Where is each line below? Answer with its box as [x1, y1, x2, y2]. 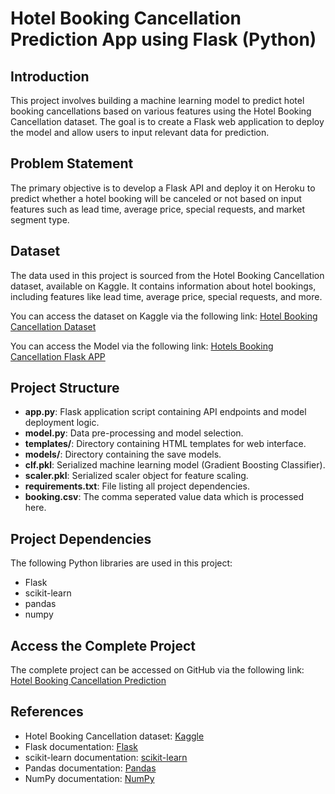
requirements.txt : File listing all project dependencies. [24, 480, 250, 492]
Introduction [10, 68, 90, 85]
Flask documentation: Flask [24, 740, 138, 752]
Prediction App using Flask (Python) [10, 28, 317, 51]
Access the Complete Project [10, 637, 196, 654]
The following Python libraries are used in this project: [10, 557, 233, 569]
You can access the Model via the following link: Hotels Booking [10, 340, 274, 352]
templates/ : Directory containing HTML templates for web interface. [24, 438, 307, 450]
